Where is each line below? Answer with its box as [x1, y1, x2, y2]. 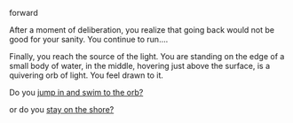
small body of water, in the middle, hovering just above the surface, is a [9, 61, 271, 71]
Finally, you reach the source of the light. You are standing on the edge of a [9, 51, 285, 61]
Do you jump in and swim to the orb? [9, 88, 144, 97]
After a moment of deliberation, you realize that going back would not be [9, 25, 275, 35]
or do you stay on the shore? [9, 104, 115, 114]
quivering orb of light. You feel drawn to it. [9, 70, 164, 81]
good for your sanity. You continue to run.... [9, 35, 169, 44]
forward [9, 8, 38, 18]
